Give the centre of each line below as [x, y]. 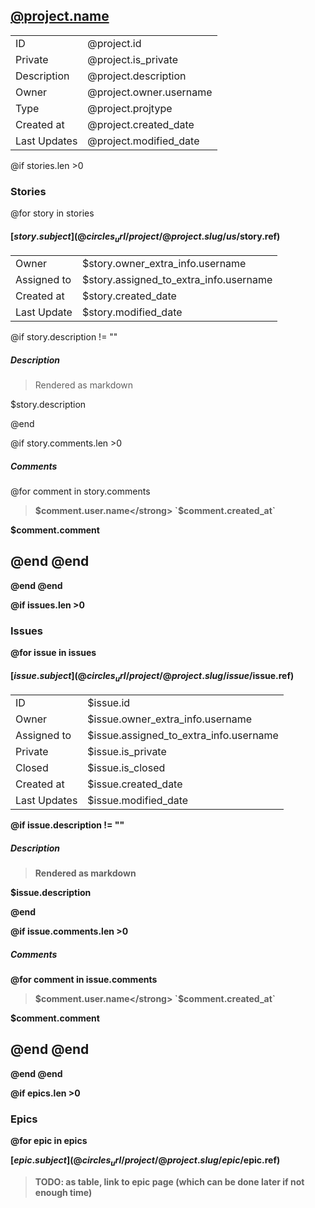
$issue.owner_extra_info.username [170, 719]
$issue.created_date [135, 784]
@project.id [114, 43]
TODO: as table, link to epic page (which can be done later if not [169, 1182]
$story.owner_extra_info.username [164, 264]
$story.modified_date [132, 312]
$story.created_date [129, 296]
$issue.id [109, 703]
